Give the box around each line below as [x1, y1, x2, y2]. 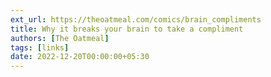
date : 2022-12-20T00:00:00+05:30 [10, 52, 150, 62]
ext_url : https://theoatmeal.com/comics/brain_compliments [10, 14, 262, 25]
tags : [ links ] [10, 42, 70, 53]
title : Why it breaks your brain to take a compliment [10, 24, 244, 34]
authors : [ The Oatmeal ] [10, 33, 110, 43]
